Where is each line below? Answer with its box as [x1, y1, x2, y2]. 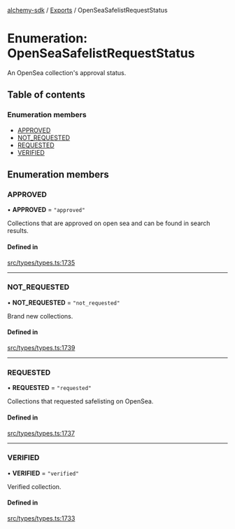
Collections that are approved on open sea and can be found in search [7, 219, 211, 227]
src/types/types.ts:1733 [7, 514, 76, 523]
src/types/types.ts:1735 [7, 258, 76, 267]
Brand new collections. [7, 312, 73, 320]
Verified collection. [7, 482, 62, 490]
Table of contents [7, 89, 85, 101]
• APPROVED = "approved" [7, 206, 85, 214]
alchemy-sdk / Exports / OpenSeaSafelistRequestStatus [7, 6, 168, 14]
